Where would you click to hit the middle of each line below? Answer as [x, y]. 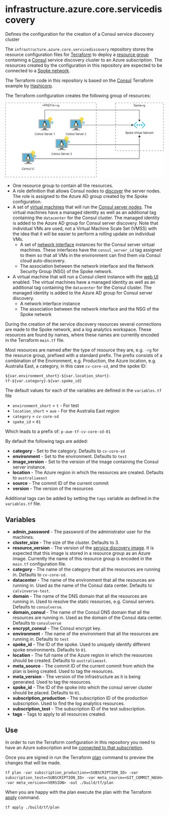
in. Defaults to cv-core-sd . [39, 575]
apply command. [23, 798]
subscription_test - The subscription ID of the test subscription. [79, 709]
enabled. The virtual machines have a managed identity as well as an [84, 282]
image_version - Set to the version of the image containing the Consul [86, 462]
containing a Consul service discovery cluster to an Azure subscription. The [84, 60]
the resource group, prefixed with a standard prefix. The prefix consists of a [84, 355]
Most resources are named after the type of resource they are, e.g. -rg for [82, 350]
